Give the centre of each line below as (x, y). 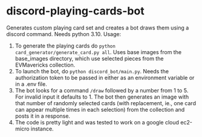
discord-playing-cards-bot (75, 11)
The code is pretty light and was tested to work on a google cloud (97, 122)
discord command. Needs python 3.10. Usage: (64, 34)
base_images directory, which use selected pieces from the (89, 58)
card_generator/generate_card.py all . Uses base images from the (98, 52)
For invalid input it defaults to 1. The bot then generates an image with (102, 97)
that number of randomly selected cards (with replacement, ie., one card (106, 103)
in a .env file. (31, 84)
